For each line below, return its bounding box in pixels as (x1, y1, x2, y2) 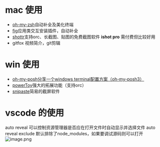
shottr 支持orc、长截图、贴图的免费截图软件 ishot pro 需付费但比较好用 (12, 34, 156, 40)
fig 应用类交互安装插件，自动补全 (12, 27, 78, 33)
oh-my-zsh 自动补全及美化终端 (12, 22, 74, 27)
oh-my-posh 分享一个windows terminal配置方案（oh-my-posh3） (12, 76, 144, 82)
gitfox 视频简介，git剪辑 (12, 40, 61, 46)
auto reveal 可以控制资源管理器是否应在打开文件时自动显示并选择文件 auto (5, 124, 156, 130)
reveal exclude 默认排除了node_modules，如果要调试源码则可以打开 (5, 130, 144, 136)
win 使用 (5, 59, 40, 70)
